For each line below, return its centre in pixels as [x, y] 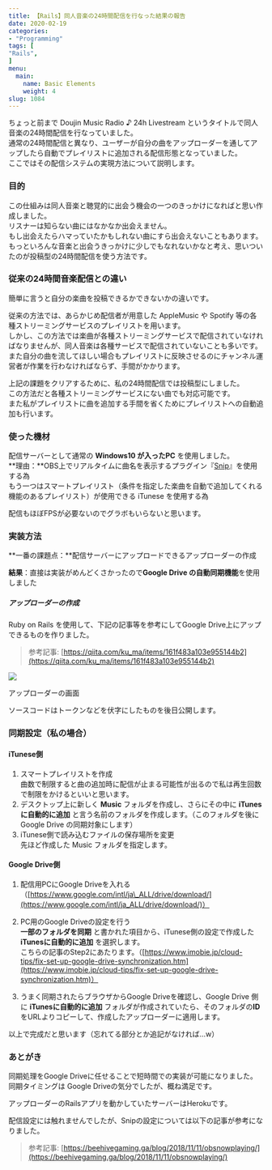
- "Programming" [36, 38]
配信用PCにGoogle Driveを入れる [75, 884]
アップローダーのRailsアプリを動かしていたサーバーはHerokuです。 [120, 1104]
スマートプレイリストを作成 [66, 773]
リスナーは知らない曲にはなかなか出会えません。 [90, 225]
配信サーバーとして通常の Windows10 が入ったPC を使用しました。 [121, 456]
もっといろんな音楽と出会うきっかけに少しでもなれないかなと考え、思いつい [136, 246]
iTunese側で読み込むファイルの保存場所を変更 [97, 834]
